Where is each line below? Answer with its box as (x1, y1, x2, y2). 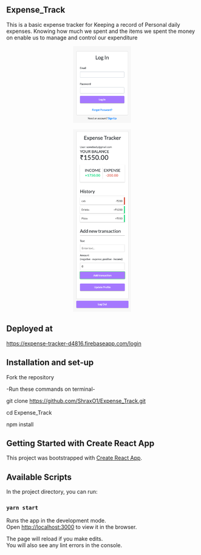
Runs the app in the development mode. (6, 517, 106, 525)
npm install (6, 421, 34, 428)
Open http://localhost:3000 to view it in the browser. (6, 523, 137, 531)
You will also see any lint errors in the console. (6, 542, 123, 549)
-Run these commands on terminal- (6, 385, 95, 393)
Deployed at (6, 323, 53, 334)
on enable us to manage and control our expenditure (6, 33, 138, 41)
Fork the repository (6, 373, 55, 381)
